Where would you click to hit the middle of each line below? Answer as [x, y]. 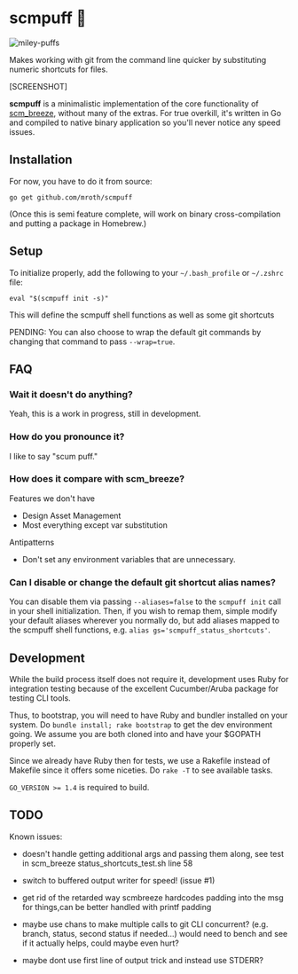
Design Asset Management [71, 515]
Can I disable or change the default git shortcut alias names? [143, 582]
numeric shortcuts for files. [59, 69]
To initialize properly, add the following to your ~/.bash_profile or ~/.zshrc [146, 272]
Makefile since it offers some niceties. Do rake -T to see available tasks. [141, 770]
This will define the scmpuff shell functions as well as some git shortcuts [142, 315]
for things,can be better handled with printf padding [117, 907]
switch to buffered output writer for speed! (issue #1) [118, 880]
